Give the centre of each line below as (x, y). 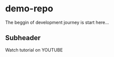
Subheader (23, 38)
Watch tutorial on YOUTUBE (34, 50)
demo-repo (29, 9)
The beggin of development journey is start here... (57, 22)
